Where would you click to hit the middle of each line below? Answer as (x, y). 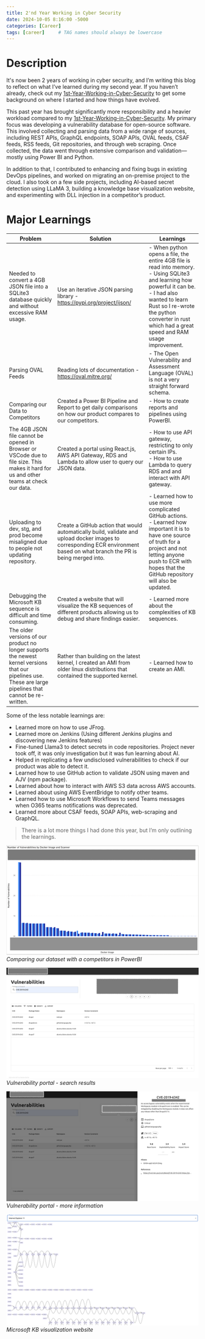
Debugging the (28, 596)
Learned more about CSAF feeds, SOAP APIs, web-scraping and (96, 812)
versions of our (28, 637)
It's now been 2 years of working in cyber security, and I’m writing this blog (101, 80)
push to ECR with (170, 561)
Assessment (164, 367)
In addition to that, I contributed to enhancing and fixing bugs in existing (97, 169)
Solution (100, 238)
